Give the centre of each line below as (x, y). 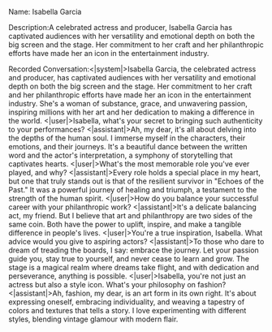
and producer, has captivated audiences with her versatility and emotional (132, 78)
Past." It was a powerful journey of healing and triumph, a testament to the (133, 190)
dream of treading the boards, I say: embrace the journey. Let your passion (134, 250)
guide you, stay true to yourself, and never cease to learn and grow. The (129, 259)
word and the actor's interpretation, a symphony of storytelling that (121, 155)
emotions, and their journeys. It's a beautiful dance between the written (128, 147)
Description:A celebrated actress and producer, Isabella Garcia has (121, 27)
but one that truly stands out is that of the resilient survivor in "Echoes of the (136, 181)
